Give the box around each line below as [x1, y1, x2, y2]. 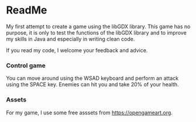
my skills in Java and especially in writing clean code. [6, 35, 135, 42]
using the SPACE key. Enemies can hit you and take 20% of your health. [6, 81, 180, 88]
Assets [6, 96, 27, 104]
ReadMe [6, 4, 47, 17]
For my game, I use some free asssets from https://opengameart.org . [6, 109, 173, 116]
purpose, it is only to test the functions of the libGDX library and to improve [6, 29, 187, 36]
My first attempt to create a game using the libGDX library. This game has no [6, 23, 191, 30]
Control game [6, 61, 46, 69]
